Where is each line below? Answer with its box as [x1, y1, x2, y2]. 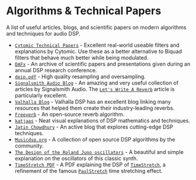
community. [14, 142, 44, 149]
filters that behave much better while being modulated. [14, 54, 149, 61]
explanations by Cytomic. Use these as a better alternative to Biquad [14, 47, 182, 54]
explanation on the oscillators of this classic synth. [14, 155, 138, 162]
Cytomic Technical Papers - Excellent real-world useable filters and [14, 41, 179, 49]
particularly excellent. [14, 92, 68, 99]
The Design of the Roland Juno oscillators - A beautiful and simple [14, 148, 184, 155]
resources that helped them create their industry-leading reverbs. [14, 104, 175, 111]
